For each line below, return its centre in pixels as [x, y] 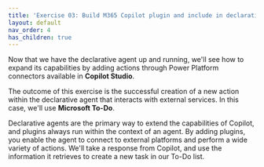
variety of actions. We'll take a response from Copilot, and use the [115, 148]
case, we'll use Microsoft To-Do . [62, 108]
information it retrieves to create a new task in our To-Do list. [106, 157]
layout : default [35, 23]
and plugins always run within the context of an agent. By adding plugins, [127, 132]
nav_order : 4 [29, 30]
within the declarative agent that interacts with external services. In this [124, 100]
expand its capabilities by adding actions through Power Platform [114, 68]
